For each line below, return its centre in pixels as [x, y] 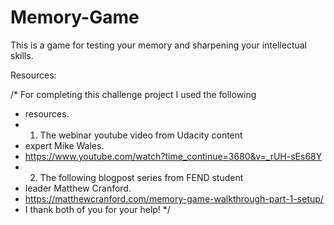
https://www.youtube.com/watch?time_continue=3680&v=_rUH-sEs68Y [173, 156]
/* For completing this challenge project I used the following [133, 94]
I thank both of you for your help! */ [97, 209]
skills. [22, 55]
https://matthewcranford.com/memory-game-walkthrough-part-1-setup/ [174, 198]
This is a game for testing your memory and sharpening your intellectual [158, 45]
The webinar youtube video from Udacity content [141, 135]
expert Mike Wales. [64, 145]
